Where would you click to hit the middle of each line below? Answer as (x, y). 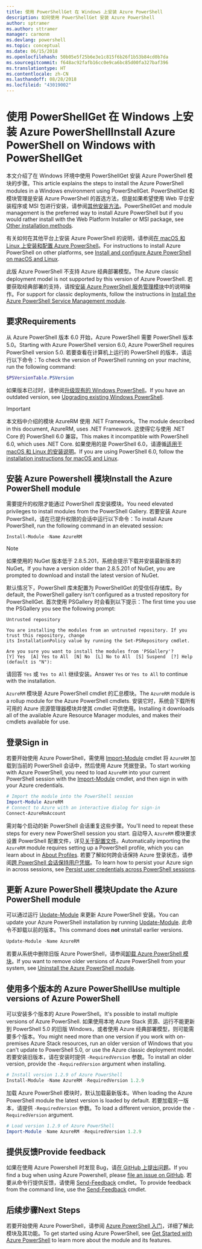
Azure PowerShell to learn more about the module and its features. (89, 1240)
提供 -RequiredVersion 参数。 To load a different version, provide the (106, 1108)
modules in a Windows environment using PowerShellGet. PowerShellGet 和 (100, 191)
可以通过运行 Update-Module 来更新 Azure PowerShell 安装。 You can (93, 915)
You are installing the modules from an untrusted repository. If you (97, 630)
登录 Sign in (27, 742)
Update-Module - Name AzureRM (43, 941)
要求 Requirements (41, 321)
